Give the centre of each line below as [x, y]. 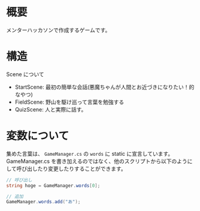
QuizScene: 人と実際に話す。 [51, 109]
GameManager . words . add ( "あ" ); [43, 202]
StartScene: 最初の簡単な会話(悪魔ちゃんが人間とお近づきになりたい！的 [104, 87]
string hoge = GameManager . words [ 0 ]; [53, 186]
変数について [38, 136]
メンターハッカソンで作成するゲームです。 [58, 30]
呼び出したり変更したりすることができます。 [72, 168]
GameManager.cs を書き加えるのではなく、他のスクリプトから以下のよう [97, 161]
